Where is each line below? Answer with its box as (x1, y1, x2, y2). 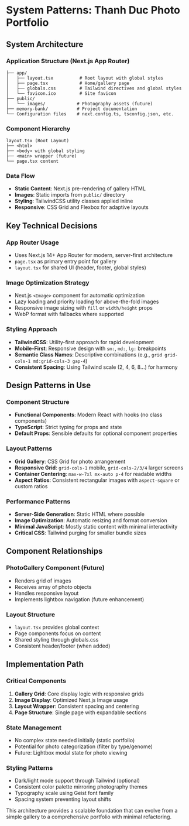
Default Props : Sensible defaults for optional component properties (14, 430, 177, 437)
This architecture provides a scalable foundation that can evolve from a (6, 807, 178, 814)
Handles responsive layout (14, 589, 79, 597)
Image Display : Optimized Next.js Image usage (14, 696, 129, 703)
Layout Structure (6, 610, 56, 618)
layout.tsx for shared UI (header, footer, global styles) (14, 264, 146, 271)
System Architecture (6, 39, 84, 49)
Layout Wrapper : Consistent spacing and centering (14, 702, 139, 710)
